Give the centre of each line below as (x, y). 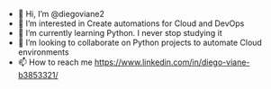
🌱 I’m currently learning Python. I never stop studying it (120, 33)
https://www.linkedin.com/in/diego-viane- (172, 62)
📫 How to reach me (55, 62)
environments (43, 52)
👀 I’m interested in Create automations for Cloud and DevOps (131, 23)
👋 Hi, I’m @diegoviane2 (61, 14)
